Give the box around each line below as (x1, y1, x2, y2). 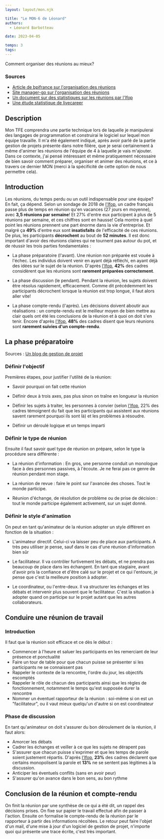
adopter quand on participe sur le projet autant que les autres (12, 594, 137, 600)
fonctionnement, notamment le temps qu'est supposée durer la (12, 685, 140, 691)
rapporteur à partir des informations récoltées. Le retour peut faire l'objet (5, 818, 152, 824)
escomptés (12, 675, 35, 681)
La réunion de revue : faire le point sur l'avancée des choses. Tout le (12, 481, 150, 486)
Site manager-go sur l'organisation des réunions (12, 89, 110, 96)
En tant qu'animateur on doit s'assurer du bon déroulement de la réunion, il (5, 724, 156, 730)
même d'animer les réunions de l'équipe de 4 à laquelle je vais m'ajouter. (5, 148, 152, 153)
